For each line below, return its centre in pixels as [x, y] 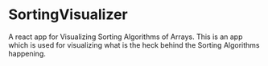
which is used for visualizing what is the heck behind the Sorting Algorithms [134, 45]
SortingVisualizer [68, 15]
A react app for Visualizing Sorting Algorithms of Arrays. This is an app [126, 37]
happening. [27, 53]
